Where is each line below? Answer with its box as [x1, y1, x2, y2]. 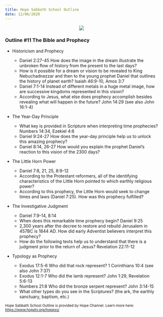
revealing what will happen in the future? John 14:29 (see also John [19, 99, 154, 105]
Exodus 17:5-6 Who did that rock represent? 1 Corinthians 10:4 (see [19, 262, 154, 268]
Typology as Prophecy [12, 253, 57, 259]
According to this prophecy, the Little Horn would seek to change [19, 188, 150, 194]
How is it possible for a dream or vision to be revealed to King [19, 68, 143, 74]
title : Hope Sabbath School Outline [5, 7, 79, 12]
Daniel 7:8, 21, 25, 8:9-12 [19, 168, 69, 174]
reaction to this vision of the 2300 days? [19, 149, 100, 155]
